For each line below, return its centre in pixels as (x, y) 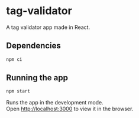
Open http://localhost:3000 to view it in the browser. (70, 109)
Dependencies (33, 46)
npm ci (14, 59)
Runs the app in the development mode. (55, 103)
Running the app (37, 78)
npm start (18, 91)
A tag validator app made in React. (48, 27)
